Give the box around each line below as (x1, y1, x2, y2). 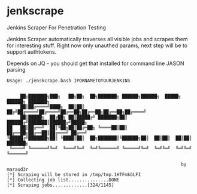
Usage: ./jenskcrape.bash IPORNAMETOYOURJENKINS (7, 78, 131, 84)
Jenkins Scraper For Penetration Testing (7, 24, 107, 31)
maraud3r (7, 166, 29, 173)
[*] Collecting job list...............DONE (7, 177, 120, 183)
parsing (7, 66, 26, 73)
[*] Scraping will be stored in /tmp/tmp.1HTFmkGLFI (7, 171, 141, 177)
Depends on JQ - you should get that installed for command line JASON (7, 60, 184, 67)
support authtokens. (7, 48, 57, 55)
